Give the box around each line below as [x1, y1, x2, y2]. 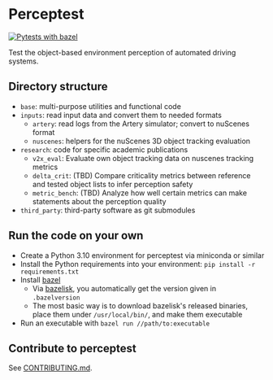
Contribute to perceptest [8, 341, 136, 355]
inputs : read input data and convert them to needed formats [19, 110, 222, 120]
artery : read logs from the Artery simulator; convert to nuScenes [32, 119, 250, 129]
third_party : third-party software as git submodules [19, 205, 196, 215]
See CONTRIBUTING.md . [8, 363, 93, 373]
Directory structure [8, 80, 108, 94]
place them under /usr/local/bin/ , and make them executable [32, 309, 243, 319]
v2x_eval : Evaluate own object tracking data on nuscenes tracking [32, 153, 254, 163]
